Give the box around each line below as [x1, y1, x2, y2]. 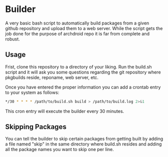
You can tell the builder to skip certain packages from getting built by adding [5, 136, 163, 142]
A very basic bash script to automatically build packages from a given [5, 20, 149, 26]
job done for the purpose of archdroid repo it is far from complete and [5, 30, 149, 36]
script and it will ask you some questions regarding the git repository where [5, 69, 161, 75]
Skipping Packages [5, 122, 67, 131]
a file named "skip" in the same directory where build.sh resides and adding [5, 141, 162, 147]
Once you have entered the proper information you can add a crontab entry [5, 84, 161, 90]
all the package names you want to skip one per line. [5, 146, 114, 152]
